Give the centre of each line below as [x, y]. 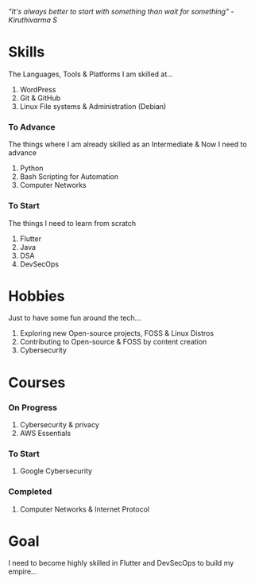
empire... [23, 571]
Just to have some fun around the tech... [75, 318]
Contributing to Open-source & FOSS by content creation [113, 342]
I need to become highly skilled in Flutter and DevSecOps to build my [121, 563]
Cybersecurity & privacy [59, 424]
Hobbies [37, 296]
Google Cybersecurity [56, 471]
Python [31, 168]
